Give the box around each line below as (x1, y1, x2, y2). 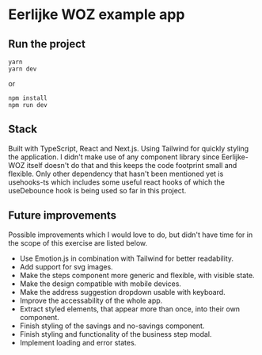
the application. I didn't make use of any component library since (8, 152, 220, 162)
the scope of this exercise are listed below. (8, 238, 148, 247)
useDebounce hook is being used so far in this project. (8, 185, 187, 195)
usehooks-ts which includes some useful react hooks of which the (8, 177, 226, 187)
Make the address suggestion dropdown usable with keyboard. (19, 287, 226, 296)
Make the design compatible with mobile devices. (19, 279, 182, 288)
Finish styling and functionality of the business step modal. (19, 329, 212, 338)
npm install (8, 94, 47, 102)
